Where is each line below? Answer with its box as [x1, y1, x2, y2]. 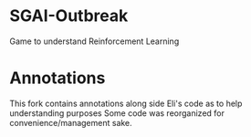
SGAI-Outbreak [9, 5, 129, 26]
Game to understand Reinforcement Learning [9, 36, 180, 47]
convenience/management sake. [9, 117, 132, 128]
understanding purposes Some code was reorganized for [9, 107, 225, 119]
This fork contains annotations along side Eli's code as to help [9, 98, 243, 109]
